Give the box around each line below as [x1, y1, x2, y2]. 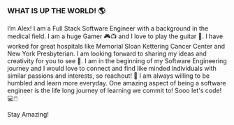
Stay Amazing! [7, 110, 49, 119]
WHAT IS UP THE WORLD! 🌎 [7, 6, 106, 15]
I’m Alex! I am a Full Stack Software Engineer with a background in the [7, 24, 209, 33]
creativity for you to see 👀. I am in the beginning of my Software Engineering [7, 57, 227, 65]
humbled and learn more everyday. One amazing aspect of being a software [7, 79, 226, 87]
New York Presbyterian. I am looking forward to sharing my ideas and [7, 49, 207, 58]
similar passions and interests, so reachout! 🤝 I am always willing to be [7, 72, 210, 80]
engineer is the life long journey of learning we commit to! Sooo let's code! [7, 86, 222, 95]
